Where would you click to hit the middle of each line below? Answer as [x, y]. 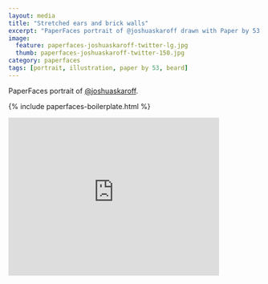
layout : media [32, 16]
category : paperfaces [45, 61]
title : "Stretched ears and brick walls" [79, 23]
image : [19, 38]
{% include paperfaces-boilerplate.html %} [79, 106]
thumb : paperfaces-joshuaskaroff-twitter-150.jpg [100, 53]
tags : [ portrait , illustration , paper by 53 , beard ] [98, 68]
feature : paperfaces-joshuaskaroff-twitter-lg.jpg [102, 46]
